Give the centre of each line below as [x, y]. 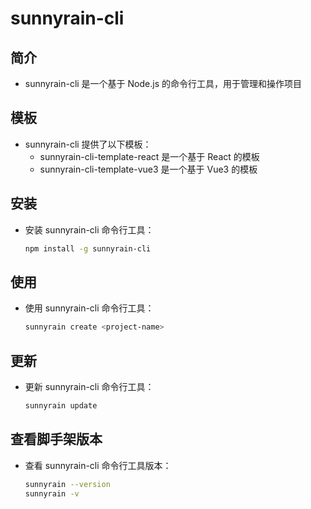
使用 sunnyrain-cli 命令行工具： [89, 308]
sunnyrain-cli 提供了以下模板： [88, 144]
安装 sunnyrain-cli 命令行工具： [89, 229]
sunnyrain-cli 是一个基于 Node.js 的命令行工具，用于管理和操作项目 [163, 83]
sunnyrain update [61, 406]
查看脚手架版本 [56, 439]
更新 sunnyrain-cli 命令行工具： [89, 386]
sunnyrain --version [67, 484]
